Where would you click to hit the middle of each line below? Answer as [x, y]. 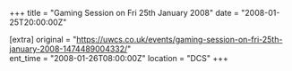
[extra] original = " [43, 39]
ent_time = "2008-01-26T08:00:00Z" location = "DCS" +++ [119, 58]
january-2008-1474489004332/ [69, 49]
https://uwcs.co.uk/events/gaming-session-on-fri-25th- [179, 39]
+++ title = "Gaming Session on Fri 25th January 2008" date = [125, 13]
